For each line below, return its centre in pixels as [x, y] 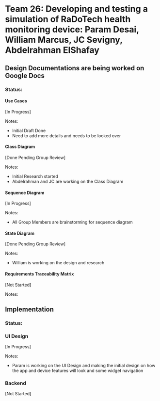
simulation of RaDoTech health [68, 19]
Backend [16, 383]
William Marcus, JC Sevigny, [64, 40]
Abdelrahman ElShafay [52, 50]
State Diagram [20, 233]
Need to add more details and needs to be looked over [66, 136]
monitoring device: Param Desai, [72, 30]
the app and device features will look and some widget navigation [78, 371]
